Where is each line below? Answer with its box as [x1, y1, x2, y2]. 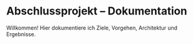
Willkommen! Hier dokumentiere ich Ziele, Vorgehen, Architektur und [6, 24, 177, 31]
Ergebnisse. [6, 30, 36, 37]
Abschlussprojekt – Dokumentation [6, 4, 188, 18]
